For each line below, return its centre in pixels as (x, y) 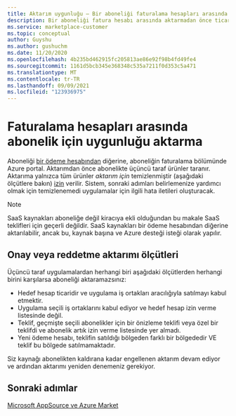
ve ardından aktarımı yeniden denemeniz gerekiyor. (81, 366)
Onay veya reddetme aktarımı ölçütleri (93, 255)
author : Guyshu (29, 40)
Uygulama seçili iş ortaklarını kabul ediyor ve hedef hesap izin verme (117, 308)
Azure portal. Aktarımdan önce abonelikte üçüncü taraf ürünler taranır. (109, 168)
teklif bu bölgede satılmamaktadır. (66, 345)
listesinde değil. (40, 315)
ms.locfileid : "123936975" (47, 92)
